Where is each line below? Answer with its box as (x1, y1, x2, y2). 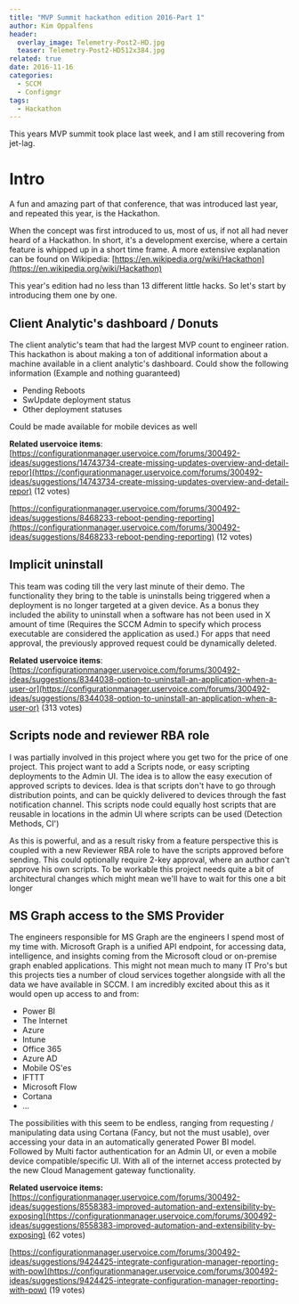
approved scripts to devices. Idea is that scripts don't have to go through (9, 780, 276, 791)
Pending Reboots (21, 385, 86, 395)
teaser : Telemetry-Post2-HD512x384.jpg (17, 46, 166, 55)
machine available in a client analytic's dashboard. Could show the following (9, 358, 289, 369)
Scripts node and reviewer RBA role (9, 728, 210, 744)
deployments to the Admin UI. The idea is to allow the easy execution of (9, 770, 273, 781)
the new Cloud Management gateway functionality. (9, 1165, 196, 1176)
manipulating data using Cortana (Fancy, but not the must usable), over (9, 1128, 270, 1138)
